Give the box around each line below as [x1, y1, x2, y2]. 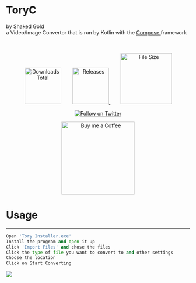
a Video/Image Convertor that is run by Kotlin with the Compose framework [6, 29, 187, 36]
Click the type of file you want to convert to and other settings [6, 249, 174, 256]
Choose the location [6, 255, 57, 261]
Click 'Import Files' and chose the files [6, 244, 111, 250]
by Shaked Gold [6, 23, 45, 30]
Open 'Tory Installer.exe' [6, 233, 72, 239]
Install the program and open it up [6, 239, 95, 244]
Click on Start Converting [6, 260, 72, 266]
